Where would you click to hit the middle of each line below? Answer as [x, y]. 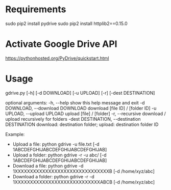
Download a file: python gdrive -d [48, 166]
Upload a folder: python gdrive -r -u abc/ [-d [59, 155]
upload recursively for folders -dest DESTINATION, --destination [73, 119]
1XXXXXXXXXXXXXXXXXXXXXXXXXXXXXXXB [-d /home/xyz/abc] [83, 171]
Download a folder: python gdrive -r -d [53, 176]
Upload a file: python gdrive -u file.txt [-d [56, 144]
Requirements [36, 9]
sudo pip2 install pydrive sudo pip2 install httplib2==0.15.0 [66, 23]
